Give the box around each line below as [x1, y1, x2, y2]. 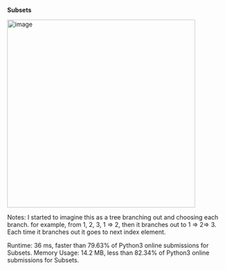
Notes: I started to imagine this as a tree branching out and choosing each [7, 213, 219, 221]
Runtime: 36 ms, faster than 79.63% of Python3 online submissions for [7, 242, 209, 249]
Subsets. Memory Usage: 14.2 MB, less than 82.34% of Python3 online [7, 249, 210, 257]
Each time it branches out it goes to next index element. [7, 228, 166, 236]
